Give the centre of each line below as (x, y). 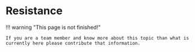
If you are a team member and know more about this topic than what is (97, 38)
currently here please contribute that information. (73, 43)
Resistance (34, 11)
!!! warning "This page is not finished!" (53, 27)
